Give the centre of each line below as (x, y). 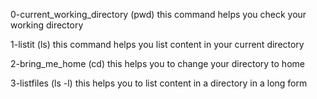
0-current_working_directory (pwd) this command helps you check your (158, 14)
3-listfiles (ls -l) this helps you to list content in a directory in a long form (159, 83)
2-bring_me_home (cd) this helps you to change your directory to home (157, 63)
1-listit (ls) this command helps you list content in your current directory (157, 44)
